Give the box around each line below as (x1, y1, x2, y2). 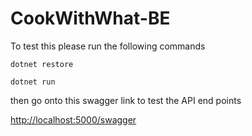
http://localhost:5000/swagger (10, 113, 137, 126)
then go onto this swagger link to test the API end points (10, 94, 242, 106)
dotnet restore (10, 59, 74, 69)
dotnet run (10, 77, 56, 87)
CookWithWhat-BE (10, 7, 171, 30)
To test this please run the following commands (10, 40, 206, 52)
